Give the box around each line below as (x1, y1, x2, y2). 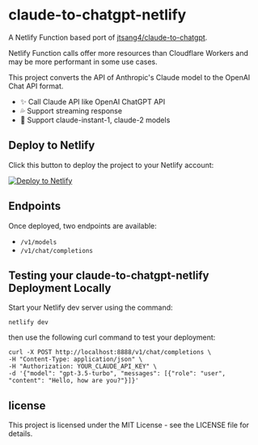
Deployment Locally (8, 281, 112, 295)
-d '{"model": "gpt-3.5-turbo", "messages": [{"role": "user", (8, 370, 226, 378)
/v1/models (19, 237, 57, 246)
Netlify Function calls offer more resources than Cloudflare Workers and (8, 48, 248, 58)
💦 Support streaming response (19, 105, 123, 115)
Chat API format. (8, 81, 64, 91)
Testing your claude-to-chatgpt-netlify (8, 268, 209, 282)
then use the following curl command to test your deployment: (8, 332, 216, 342)
